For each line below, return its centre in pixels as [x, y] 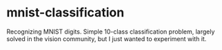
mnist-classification [65, 13]
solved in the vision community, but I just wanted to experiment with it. [107, 38]
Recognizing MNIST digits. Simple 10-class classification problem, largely [111, 32]
